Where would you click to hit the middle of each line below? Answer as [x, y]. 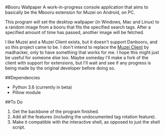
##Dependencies [23, 78]
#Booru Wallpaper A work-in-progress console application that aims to [77, 7]
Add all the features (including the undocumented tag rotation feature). [84, 117]
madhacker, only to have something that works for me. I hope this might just [82, 52]
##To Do [14, 102]
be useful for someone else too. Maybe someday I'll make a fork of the [77, 58]
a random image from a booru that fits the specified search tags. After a [78, 27]
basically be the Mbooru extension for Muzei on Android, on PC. [70, 12]
